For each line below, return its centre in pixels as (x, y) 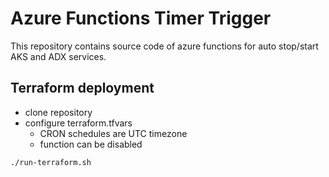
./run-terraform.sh (51, 162)
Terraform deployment (82, 88)
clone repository (58, 112)
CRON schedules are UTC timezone (113, 133)
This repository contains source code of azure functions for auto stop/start (164, 46)
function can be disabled (91, 144)
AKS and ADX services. (58, 56)
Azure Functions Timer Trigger (141, 18)
